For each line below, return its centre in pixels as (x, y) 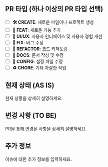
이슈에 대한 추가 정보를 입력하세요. (38, 159)
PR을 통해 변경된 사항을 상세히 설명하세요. (46, 129)
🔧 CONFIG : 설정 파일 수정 (37, 61)
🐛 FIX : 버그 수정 (28, 42)
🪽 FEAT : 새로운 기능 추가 (36, 30)
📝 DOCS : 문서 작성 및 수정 (38, 55)
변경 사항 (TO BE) (31, 115)
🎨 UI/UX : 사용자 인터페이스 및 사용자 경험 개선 (57, 36)
